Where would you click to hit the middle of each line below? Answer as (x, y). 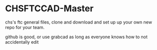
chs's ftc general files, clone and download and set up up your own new (79, 22)
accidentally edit (22, 42)
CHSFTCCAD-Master (50, 9)
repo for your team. (25, 27)
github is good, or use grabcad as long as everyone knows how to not (76, 37)
